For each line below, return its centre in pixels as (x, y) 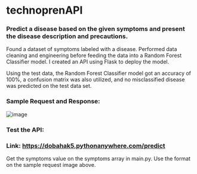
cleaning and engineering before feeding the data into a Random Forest (94, 56)
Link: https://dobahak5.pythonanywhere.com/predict (86, 145)
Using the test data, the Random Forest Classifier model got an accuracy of (99, 73)
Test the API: (25, 129)
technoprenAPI (44, 10)
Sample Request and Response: (53, 102)
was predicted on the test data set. (49, 86)
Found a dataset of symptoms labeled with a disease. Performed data (92, 49)
